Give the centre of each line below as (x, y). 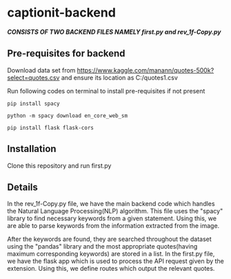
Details (22, 187)
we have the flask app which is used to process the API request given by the (115, 261)
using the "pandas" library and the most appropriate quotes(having (102, 247)
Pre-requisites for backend (66, 54)
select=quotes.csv (33, 77)
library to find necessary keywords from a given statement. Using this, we (112, 218)
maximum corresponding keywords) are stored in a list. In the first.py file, (111, 254)
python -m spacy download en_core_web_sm (68, 115)
